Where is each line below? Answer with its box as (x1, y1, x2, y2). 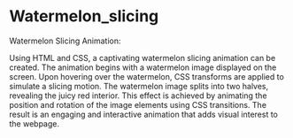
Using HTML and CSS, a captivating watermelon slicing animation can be (9, 52, 276, 63)
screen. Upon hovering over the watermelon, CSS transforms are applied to (9, 71, 285, 81)
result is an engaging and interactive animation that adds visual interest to (9, 109, 279, 119)
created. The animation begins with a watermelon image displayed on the (9, 62, 277, 73)
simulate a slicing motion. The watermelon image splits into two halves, (9, 80, 269, 91)
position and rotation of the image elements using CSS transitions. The (9, 99, 267, 110)
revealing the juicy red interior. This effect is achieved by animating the (9, 90, 267, 101)
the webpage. (9, 118, 60, 129)
